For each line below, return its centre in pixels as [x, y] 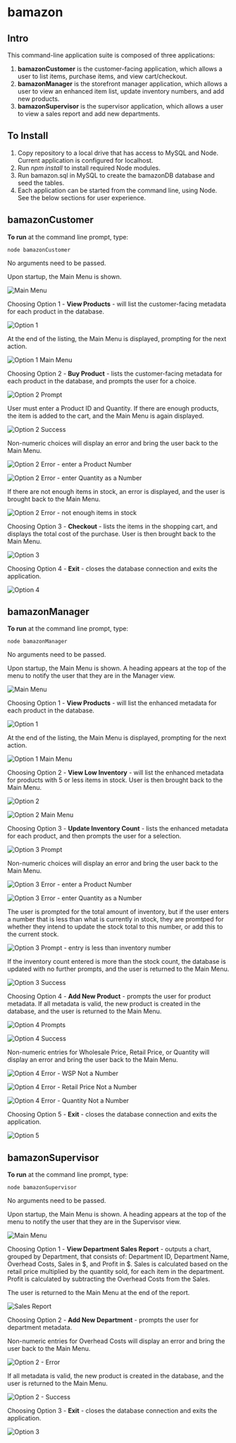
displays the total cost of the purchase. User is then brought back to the [112, 533]
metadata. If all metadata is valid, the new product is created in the [104, 1004]
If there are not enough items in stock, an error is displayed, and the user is [116, 491]
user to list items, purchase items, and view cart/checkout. [103, 76]
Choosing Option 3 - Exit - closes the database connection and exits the [112, 1411]
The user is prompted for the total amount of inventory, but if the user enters [118, 912]
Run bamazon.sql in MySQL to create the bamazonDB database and [116, 175]
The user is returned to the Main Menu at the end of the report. [99, 1293]
